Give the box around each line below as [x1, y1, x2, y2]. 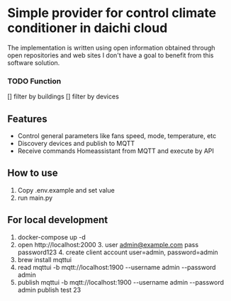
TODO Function [7, 76, 62, 86]
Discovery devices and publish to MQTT [17, 140, 135, 148]
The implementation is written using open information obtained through [7, 43, 215, 52]
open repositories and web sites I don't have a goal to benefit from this [7, 51, 214, 59]
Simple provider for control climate [7, 5, 217, 21]
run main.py [17, 193, 53, 202]
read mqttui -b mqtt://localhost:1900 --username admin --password [17, 263, 216, 271]
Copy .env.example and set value [17, 186, 115, 194]
